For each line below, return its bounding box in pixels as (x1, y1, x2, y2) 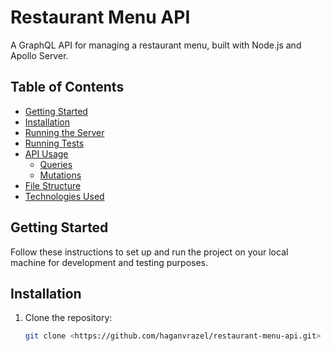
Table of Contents (10, 79, 125, 96)
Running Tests (24, 137, 85, 149)
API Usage (24, 147, 69, 160)
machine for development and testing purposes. (10, 256, 209, 268)
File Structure (24, 179, 82, 191)
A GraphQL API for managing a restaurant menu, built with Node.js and (10, 39, 302, 51)
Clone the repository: (24, 312, 113, 324)
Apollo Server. (10, 49, 69, 61)
